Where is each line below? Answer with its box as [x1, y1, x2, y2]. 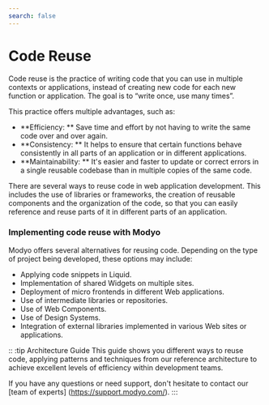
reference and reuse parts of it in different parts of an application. [8, 207, 228, 216]
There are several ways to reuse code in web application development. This [8, 181, 261, 190]
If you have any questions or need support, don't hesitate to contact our [8, 378, 249, 388]
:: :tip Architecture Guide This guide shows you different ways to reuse [8, 345, 244, 355]
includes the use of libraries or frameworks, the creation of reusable [8, 190, 236, 199]
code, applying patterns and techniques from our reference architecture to [8, 354, 258, 364]
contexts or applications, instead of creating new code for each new [8, 82, 237, 92]
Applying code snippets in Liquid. [19, 269, 132, 279]
